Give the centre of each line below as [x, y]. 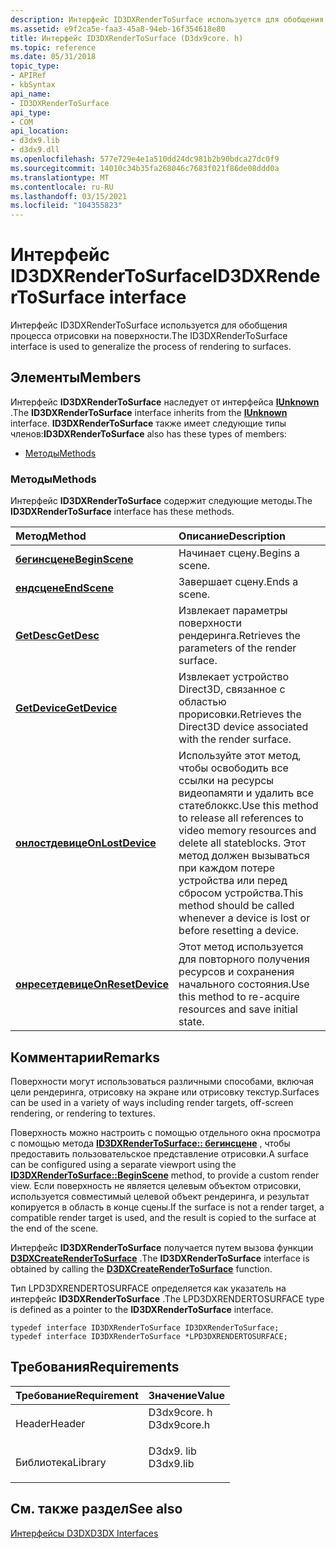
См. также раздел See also [96, 1509]
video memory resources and [247, 831]
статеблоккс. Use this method [248, 806]
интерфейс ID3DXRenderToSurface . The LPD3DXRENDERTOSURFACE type [167, 1298]
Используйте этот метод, [240, 756]
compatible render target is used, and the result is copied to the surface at [163, 1217]
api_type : [31, 112]
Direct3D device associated [243, 727]
